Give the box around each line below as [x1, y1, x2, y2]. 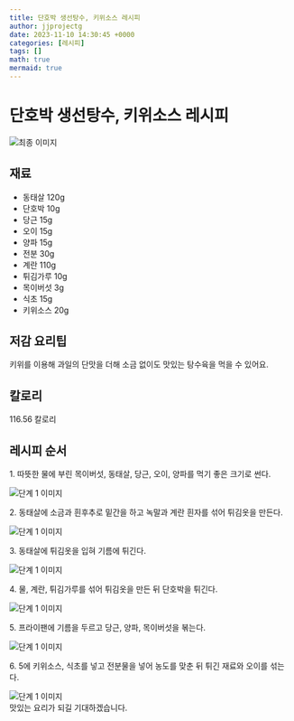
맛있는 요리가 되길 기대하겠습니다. [9, 702, 128, 714]
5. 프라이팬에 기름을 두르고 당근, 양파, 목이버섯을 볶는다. [9, 623, 206, 633]
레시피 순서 [9, 443, 68, 458]
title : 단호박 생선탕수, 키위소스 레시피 [9, 13, 141, 23]
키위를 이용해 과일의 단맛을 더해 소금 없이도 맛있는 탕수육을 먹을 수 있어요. [9, 359, 269, 370]
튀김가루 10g [22, 270, 68, 281]
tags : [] [9, 47, 42, 56]
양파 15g [22, 237, 53, 248]
